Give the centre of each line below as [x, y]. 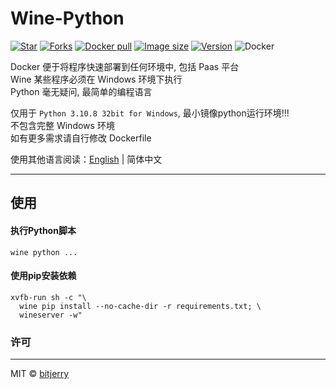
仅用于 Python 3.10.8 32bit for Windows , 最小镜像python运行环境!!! [150, 113]
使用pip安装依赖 [43, 276]
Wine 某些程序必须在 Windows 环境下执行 [96, 79]
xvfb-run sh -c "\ [48, 297]
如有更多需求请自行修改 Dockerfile [81, 138]
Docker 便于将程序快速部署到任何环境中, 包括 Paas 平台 [125, 66]
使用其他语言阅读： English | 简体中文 [86, 159]
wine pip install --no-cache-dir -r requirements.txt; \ [140, 306]
